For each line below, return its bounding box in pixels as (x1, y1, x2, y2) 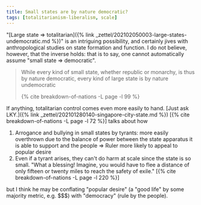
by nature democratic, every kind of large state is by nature (21, 75, 169, 82)
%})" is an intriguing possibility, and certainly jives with (51, 37, 188, 45)
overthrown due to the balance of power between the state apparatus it (14, 135, 193, 142)
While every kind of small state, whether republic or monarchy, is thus (21, 68, 195, 75)
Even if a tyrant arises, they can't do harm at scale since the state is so (14, 154, 191, 162)
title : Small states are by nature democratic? (6, 8, 129, 15)
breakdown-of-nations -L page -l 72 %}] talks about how (6, 117, 148, 124)
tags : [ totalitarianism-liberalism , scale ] (6, 14, 118, 20)
